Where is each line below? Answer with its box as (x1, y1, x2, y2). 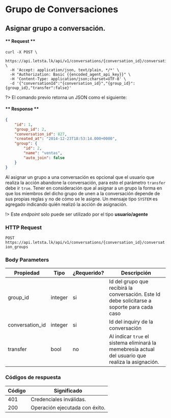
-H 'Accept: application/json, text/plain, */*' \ (10, 67, 120, 73)
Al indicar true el (109, 333, 149, 340)
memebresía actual (109, 346, 155, 353)
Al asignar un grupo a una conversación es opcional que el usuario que (5, 174, 155, 180)
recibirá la (109, 285, 133, 292)
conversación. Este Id (109, 291, 161, 298)
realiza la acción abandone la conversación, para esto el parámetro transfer (5, 179, 166, 185)
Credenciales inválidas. (31, 396, 87, 403)
